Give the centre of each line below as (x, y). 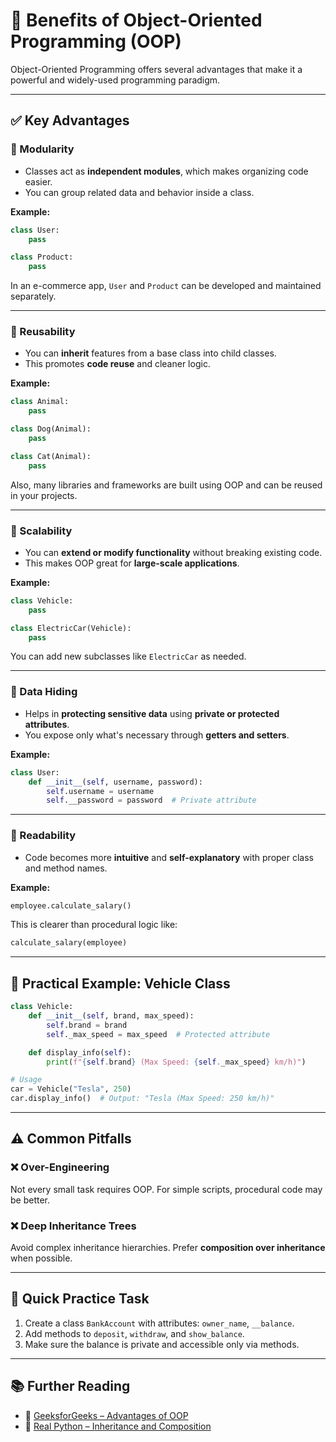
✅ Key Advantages (70, 120)
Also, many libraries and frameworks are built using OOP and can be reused (166, 485)
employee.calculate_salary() (71, 905)
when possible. (41, 1258)
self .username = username (100, 791)
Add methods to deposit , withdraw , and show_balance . (134, 1333)
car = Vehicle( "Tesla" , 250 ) (71, 1089)
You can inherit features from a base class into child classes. (150, 353)
